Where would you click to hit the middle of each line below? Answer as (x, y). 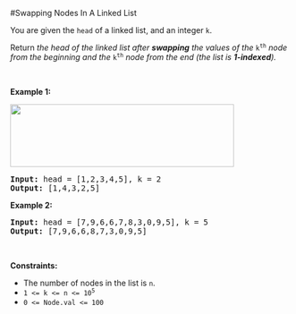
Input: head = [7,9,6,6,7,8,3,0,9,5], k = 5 (110, 222)
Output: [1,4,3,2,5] (55, 188)
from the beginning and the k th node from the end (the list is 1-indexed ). (143, 57)
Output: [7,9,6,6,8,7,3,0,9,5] (79, 231)
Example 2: (31, 205)
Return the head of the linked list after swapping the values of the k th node (149, 47)
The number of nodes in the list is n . (89, 283)
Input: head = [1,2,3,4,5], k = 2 (86, 179)
